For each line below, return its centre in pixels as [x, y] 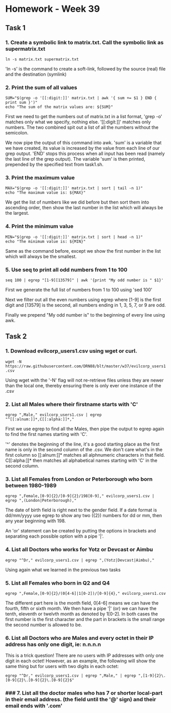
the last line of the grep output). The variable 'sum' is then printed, [75, 159]
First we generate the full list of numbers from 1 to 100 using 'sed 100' [79, 290]
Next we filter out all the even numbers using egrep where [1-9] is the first [83, 300]
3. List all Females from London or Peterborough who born [79, 479]
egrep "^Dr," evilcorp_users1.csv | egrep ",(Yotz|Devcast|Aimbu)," [80, 560]
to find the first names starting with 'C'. [47, 434]
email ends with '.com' [34, 706]
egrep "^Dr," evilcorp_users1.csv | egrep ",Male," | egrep [71, 676]
